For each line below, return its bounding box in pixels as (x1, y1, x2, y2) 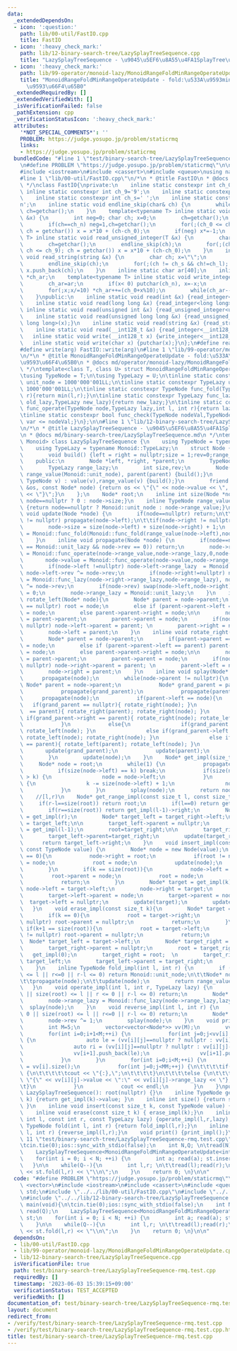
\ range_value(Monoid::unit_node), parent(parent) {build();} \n (20, 471, 213, 478)
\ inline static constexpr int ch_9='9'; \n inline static (20, 188, 203, 195)
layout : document (7, 1306, 59, 1313)
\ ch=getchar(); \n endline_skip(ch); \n (20, 241, 181, 248)
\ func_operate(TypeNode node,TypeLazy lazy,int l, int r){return (20, 405, 219, 413)
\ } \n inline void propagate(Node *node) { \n (20, 536, 175, 544)
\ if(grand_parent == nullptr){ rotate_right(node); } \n (20, 701, 197, 708)
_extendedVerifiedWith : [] (13, 96, 93, 103)
